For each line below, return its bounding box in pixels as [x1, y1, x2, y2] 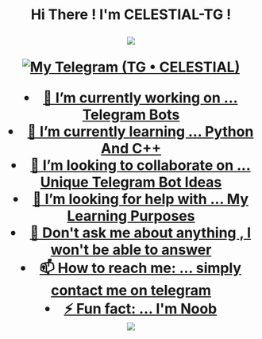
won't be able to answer [50, 241, 212, 259]
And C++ [100, 140, 162, 158]
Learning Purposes [67, 207, 195, 225]
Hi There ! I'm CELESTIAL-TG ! [30, 6, 232, 24]
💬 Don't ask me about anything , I [29, 224, 252, 242]
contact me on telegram [50, 282, 212, 299]
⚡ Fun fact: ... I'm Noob [64, 300, 218, 318]
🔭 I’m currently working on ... [42, 89, 238, 107]
